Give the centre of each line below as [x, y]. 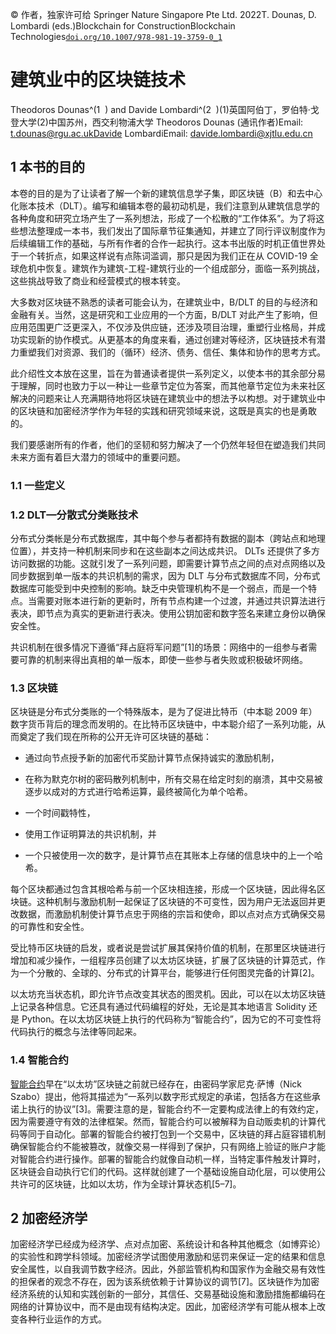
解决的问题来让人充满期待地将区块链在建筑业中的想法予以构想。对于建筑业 [163, 398]
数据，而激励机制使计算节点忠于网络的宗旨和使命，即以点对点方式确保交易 [172, 914]
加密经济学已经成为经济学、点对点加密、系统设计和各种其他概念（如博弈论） [168, 1244]
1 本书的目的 [48, 167]
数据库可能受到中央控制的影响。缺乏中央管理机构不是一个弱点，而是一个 [159, 588]
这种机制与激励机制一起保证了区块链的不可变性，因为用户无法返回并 [176, 902]
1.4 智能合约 [39, 1060]
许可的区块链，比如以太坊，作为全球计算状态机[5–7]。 [130, 1184]
